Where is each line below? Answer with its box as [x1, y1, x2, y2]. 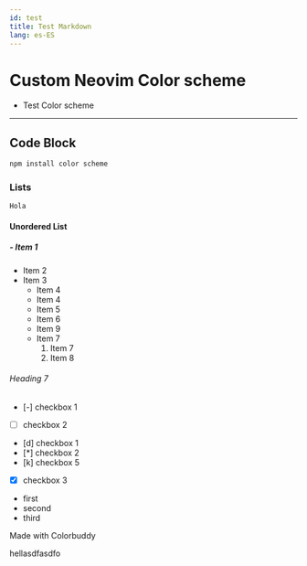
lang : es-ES [9, 30, 55, 39]
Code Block [9, 134, 77, 151]
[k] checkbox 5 [22, 457, 80, 468]
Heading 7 [9, 373, 48, 384]
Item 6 [36, 313, 61, 325]
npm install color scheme [9, 159, 108, 169]
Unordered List [9, 220, 68, 231]
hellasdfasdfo [9, 548, 61, 559]
